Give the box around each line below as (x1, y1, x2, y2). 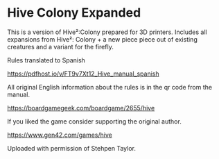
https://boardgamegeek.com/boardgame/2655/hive (7, 103, 155, 112)
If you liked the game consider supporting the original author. (7, 117, 182, 126)
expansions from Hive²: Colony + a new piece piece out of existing (7, 35, 198, 43)
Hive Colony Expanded (7, 5, 141, 21)
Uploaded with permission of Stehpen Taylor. (7, 144, 137, 152)
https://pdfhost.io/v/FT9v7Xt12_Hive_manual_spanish (7, 69, 159, 78)
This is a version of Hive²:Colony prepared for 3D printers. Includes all (7, 28, 207, 36)
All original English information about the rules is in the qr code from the (7, 83, 213, 91)
